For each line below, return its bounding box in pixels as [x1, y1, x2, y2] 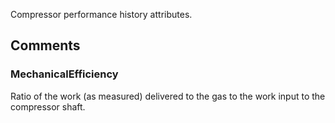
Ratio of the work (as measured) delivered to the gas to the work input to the [10, 90, 326, 102]
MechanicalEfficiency [10, 67, 119, 81]
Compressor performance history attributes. [10, 9, 193, 20]
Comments [10, 37, 81, 54]
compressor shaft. [10, 100, 86, 113]
